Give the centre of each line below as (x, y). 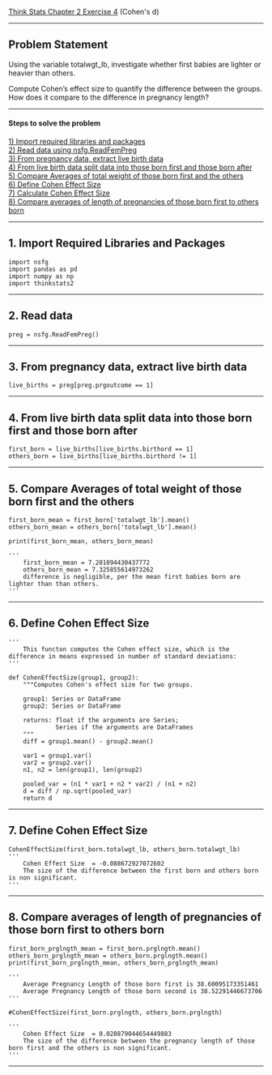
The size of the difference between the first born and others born (141, 871)
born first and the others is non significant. (90, 1048)
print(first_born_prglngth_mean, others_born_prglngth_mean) (114, 963)
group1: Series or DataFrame (72, 699)
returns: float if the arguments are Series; (101, 720)
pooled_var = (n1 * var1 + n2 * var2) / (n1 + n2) (110, 784)
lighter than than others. (54, 584)
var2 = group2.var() (57, 762)
